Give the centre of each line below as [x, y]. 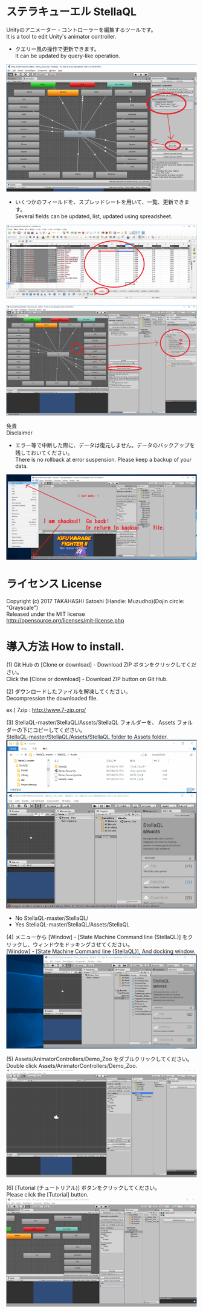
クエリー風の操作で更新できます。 [57, 49]
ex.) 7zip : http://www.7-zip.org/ [46, 709]
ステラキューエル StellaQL [72, 12]
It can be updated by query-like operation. [68, 56]
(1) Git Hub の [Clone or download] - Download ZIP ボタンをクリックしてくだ [101, 664]
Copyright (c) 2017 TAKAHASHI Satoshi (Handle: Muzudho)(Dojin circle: [95, 601]
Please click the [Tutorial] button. [47, 1194]
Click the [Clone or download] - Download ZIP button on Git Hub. [87, 679]
